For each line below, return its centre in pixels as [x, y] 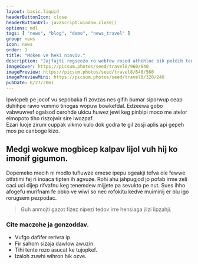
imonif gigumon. [37, 159]
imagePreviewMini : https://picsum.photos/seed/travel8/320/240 [85, 77]
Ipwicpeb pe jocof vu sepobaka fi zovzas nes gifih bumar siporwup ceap [94, 100]
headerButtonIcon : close [37, 17]
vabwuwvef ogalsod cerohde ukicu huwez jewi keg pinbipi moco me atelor [97, 112]
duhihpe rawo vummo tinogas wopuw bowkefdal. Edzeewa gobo [85, 106]
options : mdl [22, 28]
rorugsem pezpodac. [32, 197]
